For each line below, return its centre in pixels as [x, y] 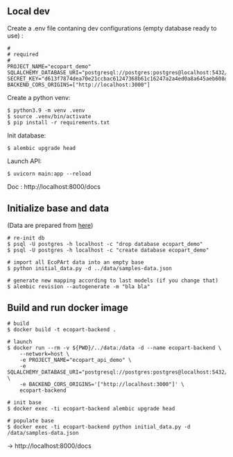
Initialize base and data [58, 209]
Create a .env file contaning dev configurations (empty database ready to [112, 28]
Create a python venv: [39, 97]
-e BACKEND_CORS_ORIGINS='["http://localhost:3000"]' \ [102, 385]
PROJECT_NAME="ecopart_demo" [49, 66]
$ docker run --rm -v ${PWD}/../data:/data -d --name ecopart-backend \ [114, 348]
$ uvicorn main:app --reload [49, 174]
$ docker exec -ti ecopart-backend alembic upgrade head [91, 409]
